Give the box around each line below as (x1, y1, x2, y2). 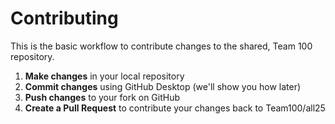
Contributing (10, 7, 119, 30)
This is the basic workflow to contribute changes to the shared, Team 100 (10, 40, 313, 52)
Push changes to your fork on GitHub (24, 91, 181, 103)
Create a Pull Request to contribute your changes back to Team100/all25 (24, 102, 326, 114)
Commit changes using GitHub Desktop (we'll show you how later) (24, 80, 302, 92)
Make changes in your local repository (24, 70, 185, 82)
